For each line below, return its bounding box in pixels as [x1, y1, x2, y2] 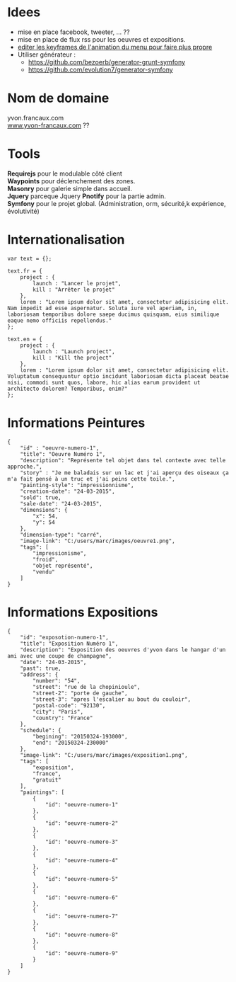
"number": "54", [33, 677, 81, 684]
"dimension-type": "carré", [20, 531, 102, 538]
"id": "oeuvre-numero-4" [45, 857, 119, 864]
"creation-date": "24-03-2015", [20, 488, 115, 495]
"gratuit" [33, 776, 61, 783]
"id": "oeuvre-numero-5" [45, 875, 119, 882]
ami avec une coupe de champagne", [7, 652, 112, 659]
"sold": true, [20, 493, 61, 501]
